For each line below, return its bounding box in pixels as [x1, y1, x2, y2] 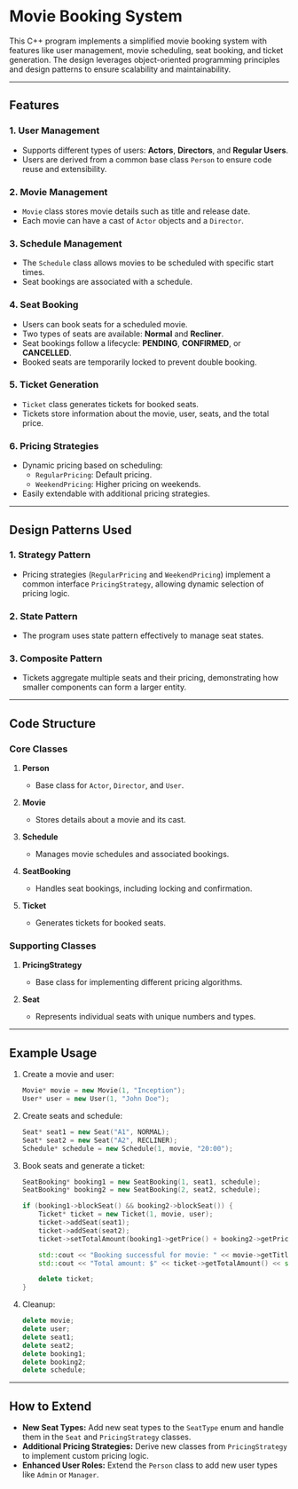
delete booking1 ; [21, 1349, 87, 1359]
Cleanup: [21, 1299, 56, 1310]
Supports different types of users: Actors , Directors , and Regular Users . [21, 145, 289, 155]
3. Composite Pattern [9, 652, 103, 665]
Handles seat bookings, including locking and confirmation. [35, 883, 253, 894]
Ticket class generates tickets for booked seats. [21, 398, 200, 409]
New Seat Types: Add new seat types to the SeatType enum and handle [21, 1422, 284, 1433]
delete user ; [21, 1325, 71, 1334]
